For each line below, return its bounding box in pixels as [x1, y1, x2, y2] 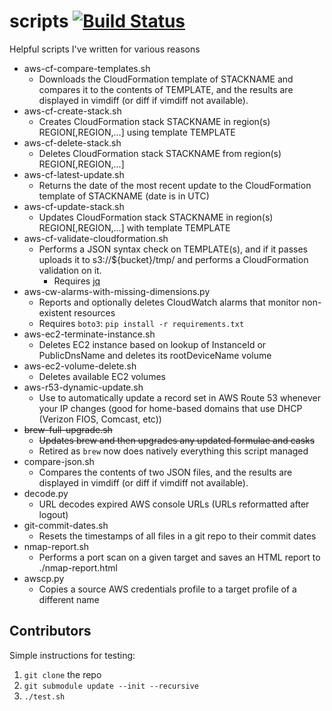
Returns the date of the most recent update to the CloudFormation [38, 179, 312, 191]
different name [38, 593, 100, 605]
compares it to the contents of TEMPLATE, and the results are [38, 83, 294, 95]
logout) [38, 508, 69, 520]
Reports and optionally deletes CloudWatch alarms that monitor [38, 296, 301, 308]
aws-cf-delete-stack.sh [23, 136, 122, 149]
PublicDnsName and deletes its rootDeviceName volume [38, 349, 272, 361]
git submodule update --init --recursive [23, 681, 199, 691]
